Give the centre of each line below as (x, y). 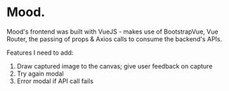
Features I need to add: (40, 52)
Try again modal (40, 73)
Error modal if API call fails (55, 80)
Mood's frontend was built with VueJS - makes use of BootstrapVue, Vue (112, 31)
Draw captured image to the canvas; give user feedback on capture (115, 66)
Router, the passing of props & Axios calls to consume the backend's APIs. (115, 38)
